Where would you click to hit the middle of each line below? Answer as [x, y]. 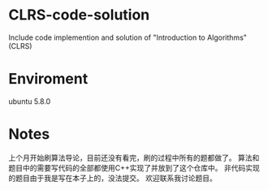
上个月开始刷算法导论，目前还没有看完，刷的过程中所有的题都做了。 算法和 [134, 158]
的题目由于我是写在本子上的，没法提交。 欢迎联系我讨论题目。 [112, 178]
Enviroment [48, 79]
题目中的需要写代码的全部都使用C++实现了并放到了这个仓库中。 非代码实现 [134, 167]
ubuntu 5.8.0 [30, 101]
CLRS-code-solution [79, 15]
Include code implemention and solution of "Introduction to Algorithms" [128, 37]
